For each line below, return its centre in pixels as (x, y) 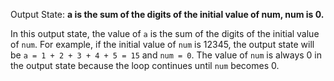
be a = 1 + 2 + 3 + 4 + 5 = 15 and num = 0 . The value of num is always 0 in (166, 55)
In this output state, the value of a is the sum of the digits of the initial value (165, 33)
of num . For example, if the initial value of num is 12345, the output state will (162, 44)
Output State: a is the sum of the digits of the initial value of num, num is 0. (167, 14)
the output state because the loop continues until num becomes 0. (145, 65)
